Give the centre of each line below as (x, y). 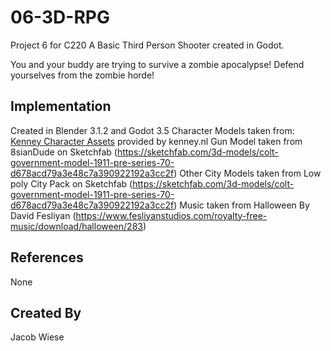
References (47, 257)
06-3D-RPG (60, 17)
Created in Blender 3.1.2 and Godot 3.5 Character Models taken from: (152, 130)
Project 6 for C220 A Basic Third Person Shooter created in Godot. (147, 45)
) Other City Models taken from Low (247, 173)
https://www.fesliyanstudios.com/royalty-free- (171, 215)
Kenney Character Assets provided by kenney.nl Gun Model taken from (156, 141)
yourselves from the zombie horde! (82, 75)
